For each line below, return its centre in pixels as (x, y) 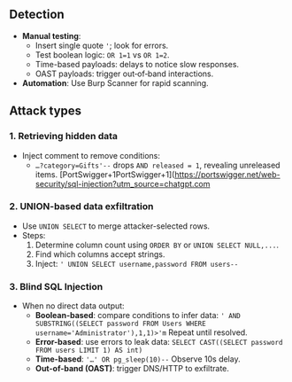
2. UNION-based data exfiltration (81, 207)
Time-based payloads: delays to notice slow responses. (137, 64)
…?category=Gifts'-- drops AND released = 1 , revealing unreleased (158, 165)
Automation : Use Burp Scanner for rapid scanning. (115, 82)
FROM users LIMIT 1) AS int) (89, 351)
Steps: (34, 235)
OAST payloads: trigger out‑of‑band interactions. (124, 74)
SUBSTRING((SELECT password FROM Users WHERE (120, 324)
